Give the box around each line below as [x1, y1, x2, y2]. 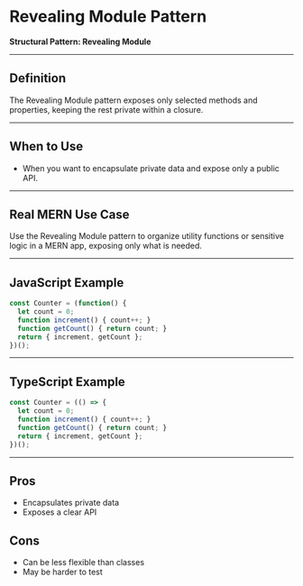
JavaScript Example [9, 275, 124, 290]
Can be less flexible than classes [22, 557, 145, 568]
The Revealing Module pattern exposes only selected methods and [9, 95, 259, 105]
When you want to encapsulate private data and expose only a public [22, 162, 280, 173]
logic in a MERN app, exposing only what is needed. [9, 241, 203, 252]
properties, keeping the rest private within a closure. [9, 104, 204, 114]
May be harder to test [22, 566, 104, 578]
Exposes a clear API [22, 507, 97, 517]
